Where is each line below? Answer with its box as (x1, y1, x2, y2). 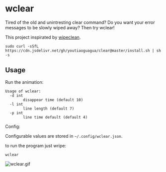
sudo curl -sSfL (5, 44, 39, 49)
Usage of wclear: (5, 89, 41, 94)
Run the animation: (5, 79, 44, 85)
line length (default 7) (23, 106, 75, 111)
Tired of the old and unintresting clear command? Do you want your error (5, 19, 155, 25)
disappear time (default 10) (23, 97, 83, 102)
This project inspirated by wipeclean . (5, 34, 81, 40)
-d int (9, 93, 23, 98)
